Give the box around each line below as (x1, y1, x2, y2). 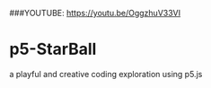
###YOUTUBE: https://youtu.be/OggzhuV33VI (9, 8, 181, 18)
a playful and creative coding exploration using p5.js (9, 68, 203, 79)
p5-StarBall (9, 40, 97, 59)
